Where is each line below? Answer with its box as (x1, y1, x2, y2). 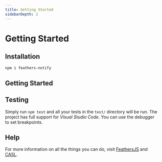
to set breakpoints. (5, 119, 43, 125)
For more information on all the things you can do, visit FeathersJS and (5, 146, 148, 152)
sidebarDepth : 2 (5, 12, 38, 17)
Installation (5, 53, 40, 61)
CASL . (5, 152, 18, 158)
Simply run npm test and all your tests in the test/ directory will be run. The (5, 108, 158, 114)
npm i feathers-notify (5, 65, 51, 70)
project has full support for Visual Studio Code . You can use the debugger (5, 114, 155, 120)
